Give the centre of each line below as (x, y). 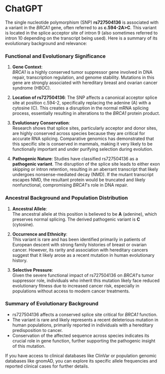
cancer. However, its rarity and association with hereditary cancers (80, 250)
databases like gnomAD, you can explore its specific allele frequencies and (81, 361)
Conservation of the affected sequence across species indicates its (81, 335)
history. (20, 260)
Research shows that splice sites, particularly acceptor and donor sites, (85, 128)
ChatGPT (24, 9)
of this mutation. (29, 346)
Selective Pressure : (33, 270)
